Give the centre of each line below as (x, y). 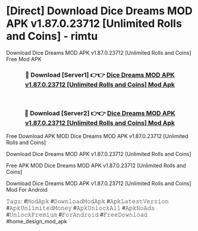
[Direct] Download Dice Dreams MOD (99, 11)
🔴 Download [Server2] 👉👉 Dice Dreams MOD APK (100, 113)
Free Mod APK (24, 59)
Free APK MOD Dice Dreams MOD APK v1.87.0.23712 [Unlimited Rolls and (96, 166)
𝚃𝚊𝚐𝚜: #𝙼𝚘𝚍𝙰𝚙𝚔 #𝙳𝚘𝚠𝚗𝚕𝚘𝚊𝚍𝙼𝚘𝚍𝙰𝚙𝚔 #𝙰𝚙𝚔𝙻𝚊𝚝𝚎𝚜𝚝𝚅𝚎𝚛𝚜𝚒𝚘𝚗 (88, 201)
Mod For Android (27, 189)
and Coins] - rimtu (52, 36)
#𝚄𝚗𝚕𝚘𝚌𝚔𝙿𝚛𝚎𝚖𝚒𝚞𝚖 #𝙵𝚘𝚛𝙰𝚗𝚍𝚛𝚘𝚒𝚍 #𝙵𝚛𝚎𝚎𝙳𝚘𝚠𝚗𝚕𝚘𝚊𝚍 (77, 214)
